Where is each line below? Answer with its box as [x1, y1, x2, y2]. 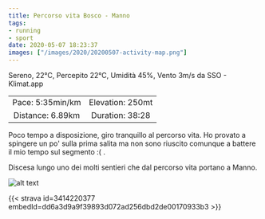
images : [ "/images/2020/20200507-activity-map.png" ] [8, 49, 188, 57]
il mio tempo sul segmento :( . [8, 147, 106, 156]
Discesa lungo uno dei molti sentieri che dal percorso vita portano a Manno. [8, 162, 258, 172]
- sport [8, 33, 34, 42]
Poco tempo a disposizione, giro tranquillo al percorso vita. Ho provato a [8, 131, 246, 139]
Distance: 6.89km [13, 110, 81, 120]
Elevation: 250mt [89, 97, 153, 108]
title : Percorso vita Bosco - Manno [8, 11, 130, 20]
